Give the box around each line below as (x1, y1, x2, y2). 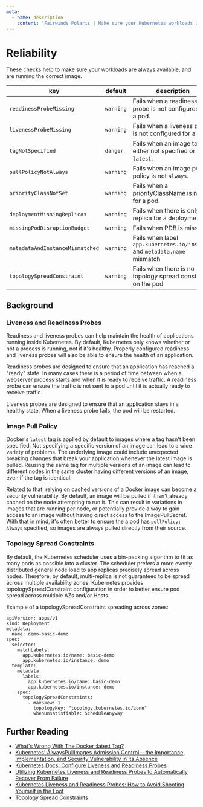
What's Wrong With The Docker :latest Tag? (14, 742, 124, 750)
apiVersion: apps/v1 (6, 615, 59, 621)
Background (6, 300, 53, 310)
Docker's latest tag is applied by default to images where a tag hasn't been (6, 436, 195, 443)
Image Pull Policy (6, 422, 58, 430)
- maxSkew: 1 (28, 699, 61, 706)
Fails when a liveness (132, 122, 193, 130)
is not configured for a (132, 129, 196, 138)
